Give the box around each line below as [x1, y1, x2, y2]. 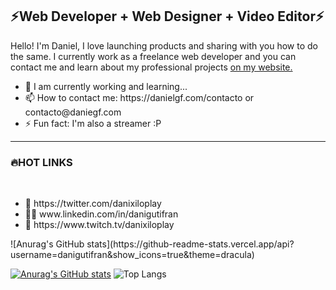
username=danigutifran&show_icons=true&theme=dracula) [10, 249, 255, 261]
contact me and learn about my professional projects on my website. [10, 61, 293, 73]
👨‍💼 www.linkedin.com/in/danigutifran [24, 208, 179, 220]
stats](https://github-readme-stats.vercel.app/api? [86, 238, 295, 250]
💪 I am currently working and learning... [24, 80, 188, 92]
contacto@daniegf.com [24, 106, 122, 118]
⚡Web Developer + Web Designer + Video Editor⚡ [10, 8, 325, 25]
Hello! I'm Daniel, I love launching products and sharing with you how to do [10, 39, 318, 52]
